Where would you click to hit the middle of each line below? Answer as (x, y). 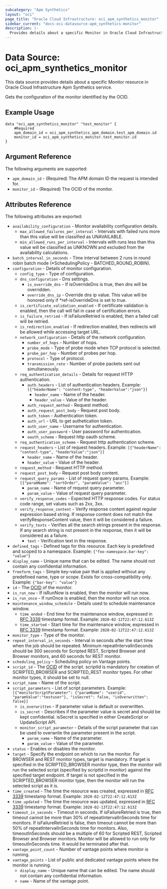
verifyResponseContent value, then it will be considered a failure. (86, 520)
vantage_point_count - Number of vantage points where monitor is (80, 849)
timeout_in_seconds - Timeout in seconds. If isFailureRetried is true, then (87, 812)
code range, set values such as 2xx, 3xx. (62, 504)
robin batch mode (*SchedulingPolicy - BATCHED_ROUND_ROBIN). (81, 263)
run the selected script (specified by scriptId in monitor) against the (81, 770)
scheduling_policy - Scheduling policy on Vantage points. (72, 662)
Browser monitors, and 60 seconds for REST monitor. (67, 656)
